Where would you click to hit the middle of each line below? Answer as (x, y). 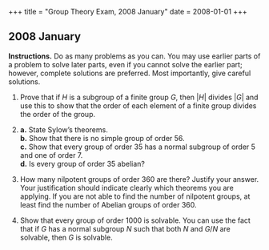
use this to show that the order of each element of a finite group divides (138, 105)
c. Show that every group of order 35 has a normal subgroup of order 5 (138, 147)
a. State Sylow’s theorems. (64, 129)
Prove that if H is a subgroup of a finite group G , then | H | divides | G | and (139, 97)
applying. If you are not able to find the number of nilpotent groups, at (135, 196)
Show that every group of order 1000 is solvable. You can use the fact (135, 220)
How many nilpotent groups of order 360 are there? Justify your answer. (139, 179)
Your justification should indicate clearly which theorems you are (126, 187)
